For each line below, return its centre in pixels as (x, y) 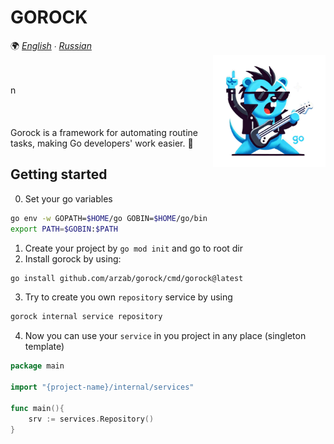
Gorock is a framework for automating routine (104, 132)
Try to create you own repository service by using (128, 297)
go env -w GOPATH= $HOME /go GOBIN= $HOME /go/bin (109, 218)
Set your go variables (68, 198)
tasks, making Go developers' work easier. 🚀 (102, 143)
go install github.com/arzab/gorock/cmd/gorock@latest (127, 278)
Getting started (59, 174)
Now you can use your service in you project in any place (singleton (165, 336)
